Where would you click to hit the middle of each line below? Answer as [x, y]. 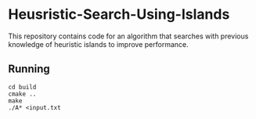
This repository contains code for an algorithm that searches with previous [128, 36]
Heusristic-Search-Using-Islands [119, 14]
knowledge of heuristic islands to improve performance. [99, 44]
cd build [22, 87]
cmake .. [22, 94]
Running [29, 69]
